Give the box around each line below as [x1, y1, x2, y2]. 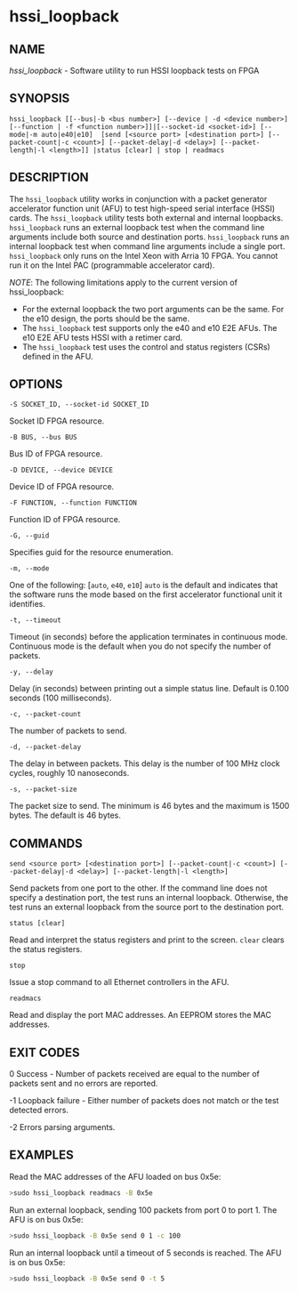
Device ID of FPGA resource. [9, 481, 115, 492]
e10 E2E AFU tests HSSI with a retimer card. [21, 332, 183, 343]
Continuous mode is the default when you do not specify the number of [9, 641, 271, 651]
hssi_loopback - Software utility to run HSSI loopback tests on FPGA [9, 65, 260, 76]
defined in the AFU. [21, 351, 93, 361]
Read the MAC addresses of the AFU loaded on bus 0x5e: [9, 1171, 221, 1182]
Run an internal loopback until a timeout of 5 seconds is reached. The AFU [9, 1248, 282, 1258]
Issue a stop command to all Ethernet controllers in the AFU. [9, 977, 230, 988]
